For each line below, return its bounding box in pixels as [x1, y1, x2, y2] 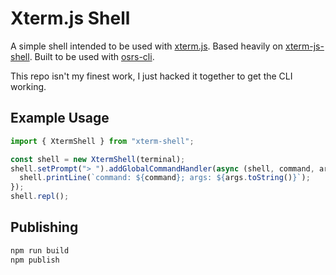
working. [10, 80, 47, 92]
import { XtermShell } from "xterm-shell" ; [10, 136, 195, 146]
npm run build [10, 245, 70, 256]
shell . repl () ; [10, 192, 70, 202]
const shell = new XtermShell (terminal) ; [10, 154, 186, 164]
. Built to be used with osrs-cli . [29, 50, 155, 62]
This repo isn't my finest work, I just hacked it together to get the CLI [10, 70, 293, 82]
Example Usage [10, 110, 110, 127]
